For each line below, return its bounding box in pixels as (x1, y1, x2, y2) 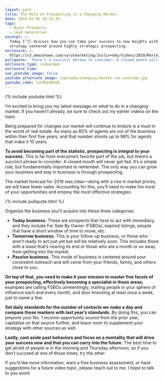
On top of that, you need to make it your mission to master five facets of (5, 274, 154, 279)
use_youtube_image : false (5, 71, 58, 76)
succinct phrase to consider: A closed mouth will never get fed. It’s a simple (5, 158, 157, 164)
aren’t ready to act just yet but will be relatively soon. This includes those (12, 238, 159, 244)
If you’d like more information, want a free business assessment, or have (5, 359, 151, 365)
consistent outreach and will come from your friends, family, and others (12, 259, 156, 265)
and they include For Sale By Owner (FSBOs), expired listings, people (12, 223, 151, 229)
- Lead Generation (9, 30, 47, 35)
